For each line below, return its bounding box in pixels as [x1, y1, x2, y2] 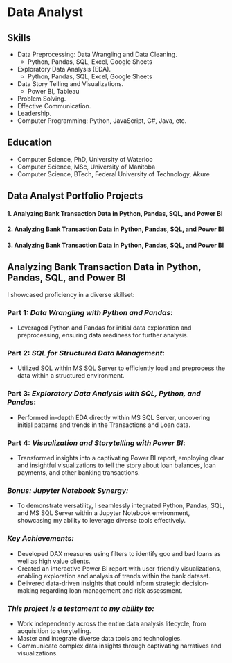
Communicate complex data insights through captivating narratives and [17, 641, 222, 650]
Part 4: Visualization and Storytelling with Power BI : [7, 438, 186, 448]
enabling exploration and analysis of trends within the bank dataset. [17, 571, 211, 580]
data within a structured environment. [17, 371, 125, 380]
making [17, 586, 39, 594]
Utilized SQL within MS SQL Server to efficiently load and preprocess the [17, 364, 226, 372]
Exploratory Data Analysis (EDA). [17, 65, 111, 73]
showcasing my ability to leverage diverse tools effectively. [17, 517, 186, 525]
